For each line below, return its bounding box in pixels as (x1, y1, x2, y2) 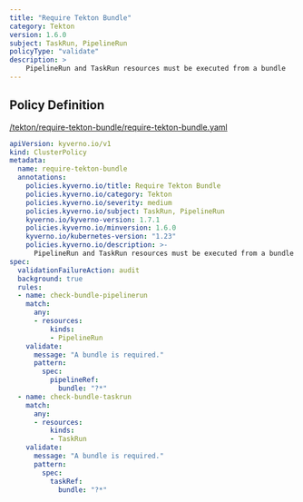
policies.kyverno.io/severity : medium (25, 198, 172, 207)
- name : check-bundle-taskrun (17, 392, 132, 401)
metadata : (9, 156, 47, 165)
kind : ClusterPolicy (9, 147, 88, 157)
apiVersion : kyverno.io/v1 (9, 139, 112, 148)
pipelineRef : (49, 376, 100, 385)
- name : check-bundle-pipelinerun (17, 291, 148, 300)
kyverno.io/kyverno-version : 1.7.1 (25, 215, 161, 224)
